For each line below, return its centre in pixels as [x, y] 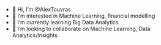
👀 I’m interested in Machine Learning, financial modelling [84, 16]
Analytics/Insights [35, 35]
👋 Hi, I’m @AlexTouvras [42, 9]
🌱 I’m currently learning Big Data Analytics [65, 22]
